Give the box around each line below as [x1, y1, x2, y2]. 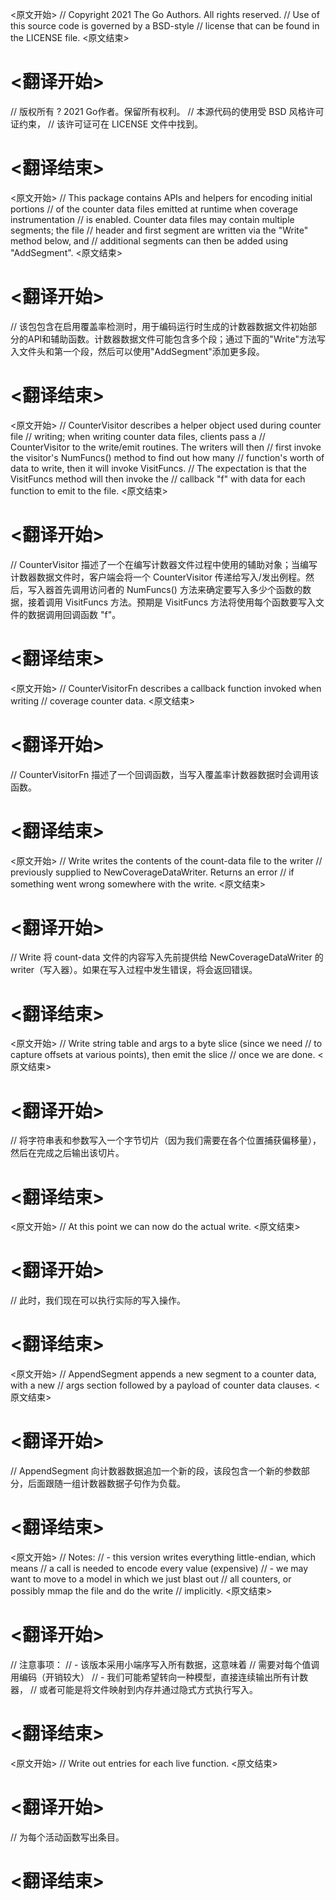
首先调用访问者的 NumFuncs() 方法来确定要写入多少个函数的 [53, 583, 303, 595]
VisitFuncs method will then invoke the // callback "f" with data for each [10, 473, 306, 485]
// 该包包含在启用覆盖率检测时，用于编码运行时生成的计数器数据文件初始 [10, 320, 309, 332]
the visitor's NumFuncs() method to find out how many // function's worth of [10, 451, 325, 463]
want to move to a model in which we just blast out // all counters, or [10, 1573, 292, 1585]
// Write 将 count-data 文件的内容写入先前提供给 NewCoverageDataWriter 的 [10, 951, 324, 963]
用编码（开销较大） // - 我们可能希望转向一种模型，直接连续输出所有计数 [10, 1671, 309, 1683]
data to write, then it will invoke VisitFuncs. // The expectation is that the [10, 462, 307, 474]
